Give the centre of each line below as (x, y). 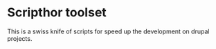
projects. (20, 38)
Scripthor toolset (57, 13)
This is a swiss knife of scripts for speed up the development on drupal (108, 31)
